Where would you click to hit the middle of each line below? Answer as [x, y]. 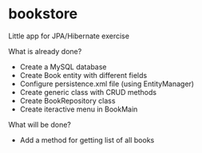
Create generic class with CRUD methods [88, 92]
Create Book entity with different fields [83, 75]
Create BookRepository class [67, 100]
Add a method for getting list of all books [87, 139]
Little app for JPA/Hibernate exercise [69, 36]
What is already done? [45, 51]
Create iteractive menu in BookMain [79, 109]
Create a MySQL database [63, 67]
